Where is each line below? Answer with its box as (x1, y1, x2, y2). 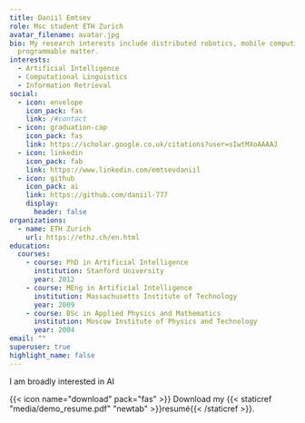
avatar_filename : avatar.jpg (9, 30, 120, 39)
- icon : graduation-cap (17, 123, 107, 133)
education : (9, 241, 51, 251)
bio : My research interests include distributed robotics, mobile (9, 38, 266, 48)
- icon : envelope (17, 97, 84, 107)
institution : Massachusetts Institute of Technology (33, 291, 238, 300)
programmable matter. (17, 47, 100, 56)
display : (25, 199, 59, 209)
